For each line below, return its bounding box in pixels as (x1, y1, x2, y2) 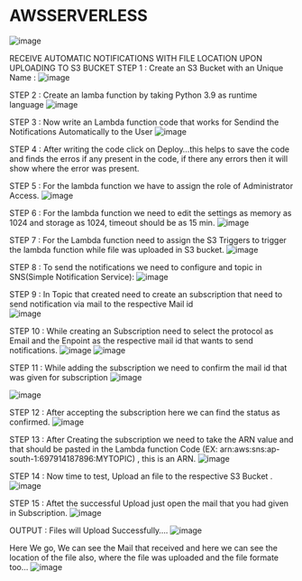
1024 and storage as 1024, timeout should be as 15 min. (9, 217, 215, 228)
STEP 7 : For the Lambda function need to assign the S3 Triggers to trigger (9, 234, 287, 245)
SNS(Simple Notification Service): (9, 271, 135, 282)
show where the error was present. (9, 163, 140, 173)
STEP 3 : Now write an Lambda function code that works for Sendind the (9, 117, 279, 127)
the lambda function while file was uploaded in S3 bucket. (9, 244, 225, 255)
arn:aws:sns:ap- (219, 444, 280, 454)
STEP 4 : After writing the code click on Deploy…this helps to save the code (9, 144, 290, 155)
